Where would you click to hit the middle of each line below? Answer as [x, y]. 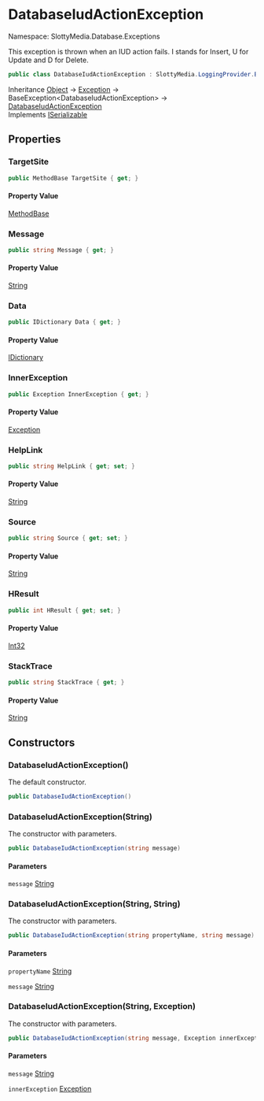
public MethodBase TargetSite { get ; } [73, 178]
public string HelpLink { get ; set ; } [71, 466]
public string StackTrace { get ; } [66, 683]
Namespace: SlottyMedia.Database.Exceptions [84, 36]
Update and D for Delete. [48, 60]
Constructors [42, 742]
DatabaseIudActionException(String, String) [94, 904]
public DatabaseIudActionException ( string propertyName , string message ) [132, 936]
